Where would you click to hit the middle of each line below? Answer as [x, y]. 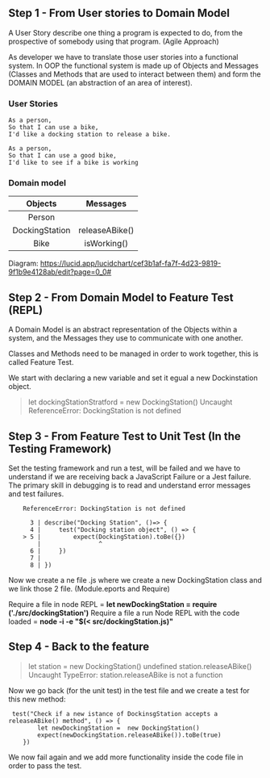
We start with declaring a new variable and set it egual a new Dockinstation [133, 378]
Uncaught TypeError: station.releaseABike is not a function [125, 675]
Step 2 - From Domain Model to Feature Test [121, 297]
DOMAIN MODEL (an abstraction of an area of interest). [101, 82]
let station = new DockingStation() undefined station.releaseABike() [140, 666]
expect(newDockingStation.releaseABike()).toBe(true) [129, 735]
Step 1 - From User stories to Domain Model [119, 13]
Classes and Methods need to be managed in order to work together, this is [134, 353]
